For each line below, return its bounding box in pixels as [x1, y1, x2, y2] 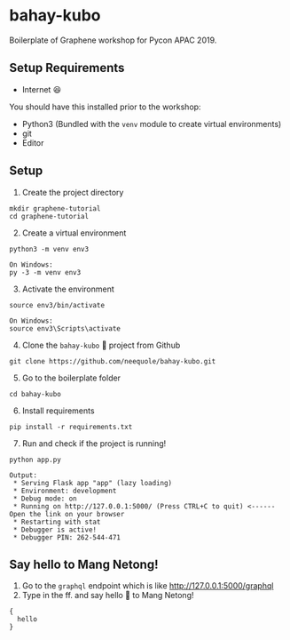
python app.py [9, 455, 62, 464]
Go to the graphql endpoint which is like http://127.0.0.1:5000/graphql [21, 580, 274, 591]
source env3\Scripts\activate [9, 324, 121, 333]
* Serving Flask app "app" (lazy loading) [12, 478, 173, 487]
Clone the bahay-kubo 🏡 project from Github [21, 340, 181, 350]
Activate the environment [21, 284, 115, 294]
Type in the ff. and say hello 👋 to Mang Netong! [21, 590, 194, 601]
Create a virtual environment [21, 228, 127, 238]
